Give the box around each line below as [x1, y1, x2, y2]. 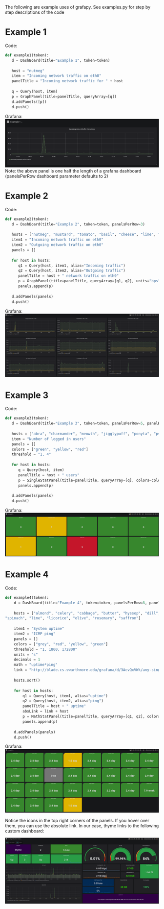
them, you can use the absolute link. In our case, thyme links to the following [5, 823, 159, 829]
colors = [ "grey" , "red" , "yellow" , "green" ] [14, 641, 108, 646]
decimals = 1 [14, 657, 41, 662]
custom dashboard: [5, 828, 44, 834]
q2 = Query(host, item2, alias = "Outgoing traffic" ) [18, 268, 125, 273]
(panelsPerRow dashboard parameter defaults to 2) [5, 173, 108, 179]
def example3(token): [5, 416, 49, 421]
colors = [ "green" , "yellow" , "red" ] [11, 447, 89, 452]
